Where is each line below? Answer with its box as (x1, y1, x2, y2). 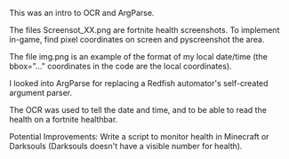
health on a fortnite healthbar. (9, 115, 118, 124)
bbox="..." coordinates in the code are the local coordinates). (9, 61, 233, 71)
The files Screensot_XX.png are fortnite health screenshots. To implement (9, 25, 280, 35)
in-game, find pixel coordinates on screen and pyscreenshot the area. (9, 35, 265, 44)
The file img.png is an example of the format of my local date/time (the (9, 52, 269, 61)
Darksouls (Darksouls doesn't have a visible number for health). (9, 141, 243, 151)
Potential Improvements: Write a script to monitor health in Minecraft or (9, 131, 269, 141)
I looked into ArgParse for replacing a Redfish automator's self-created (9, 78, 269, 88)
